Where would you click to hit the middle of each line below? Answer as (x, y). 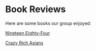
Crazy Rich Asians (24, 43)
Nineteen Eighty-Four (28, 33)
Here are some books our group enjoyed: (48, 23)
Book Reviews (36, 9)
